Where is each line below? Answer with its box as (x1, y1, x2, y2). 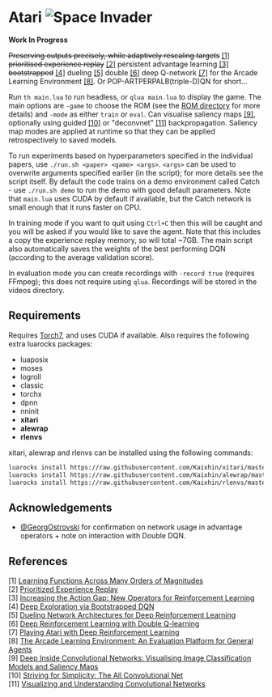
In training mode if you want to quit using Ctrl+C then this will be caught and (8, 218, 263, 227)
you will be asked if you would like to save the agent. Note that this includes (8, 227, 261, 236)
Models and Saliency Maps (8, 662, 99, 671)
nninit (19, 406, 39, 416)
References (8, 555, 68, 568)
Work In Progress (8, 35, 68, 45)
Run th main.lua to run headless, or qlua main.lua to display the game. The (8, 91, 261, 101)
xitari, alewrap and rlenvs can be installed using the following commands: (8, 448, 253, 457)
